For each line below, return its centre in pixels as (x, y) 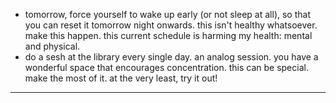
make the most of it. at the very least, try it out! (121, 78)
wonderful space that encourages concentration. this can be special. (166, 67)
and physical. (52, 46)
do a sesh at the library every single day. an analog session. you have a (171, 57)
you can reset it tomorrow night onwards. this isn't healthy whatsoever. (171, 25)
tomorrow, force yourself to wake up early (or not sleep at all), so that (167, 14)
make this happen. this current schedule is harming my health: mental (168, 35)
